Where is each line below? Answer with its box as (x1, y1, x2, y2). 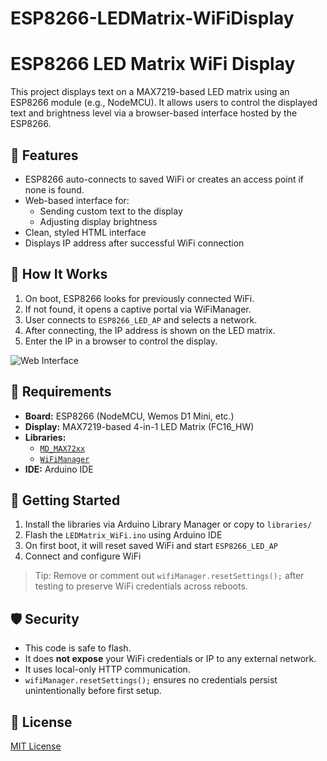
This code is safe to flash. (24, 642, 132, 654)
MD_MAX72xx (39, 443, 86, 454)
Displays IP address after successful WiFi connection (24, 237, 245, 249)
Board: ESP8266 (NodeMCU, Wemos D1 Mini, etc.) (24, 410, 235, 422)
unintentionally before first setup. (24, 685, 162, 697)
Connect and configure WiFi (24, 550, 142, 562)
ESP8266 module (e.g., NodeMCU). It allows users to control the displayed (10, 97, 318, 109)
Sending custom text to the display (39, 205, 183, 217)
